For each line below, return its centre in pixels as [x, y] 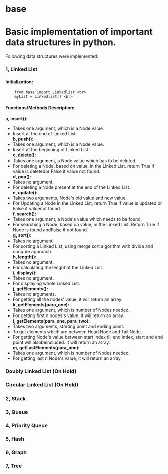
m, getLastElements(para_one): [46, 348]
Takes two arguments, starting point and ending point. [68, 326]
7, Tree [14, 466]
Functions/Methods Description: [40, 107]
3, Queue [17, 412]
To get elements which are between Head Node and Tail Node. [77, 332]
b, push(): [23, 139]
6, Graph [16, 452]
